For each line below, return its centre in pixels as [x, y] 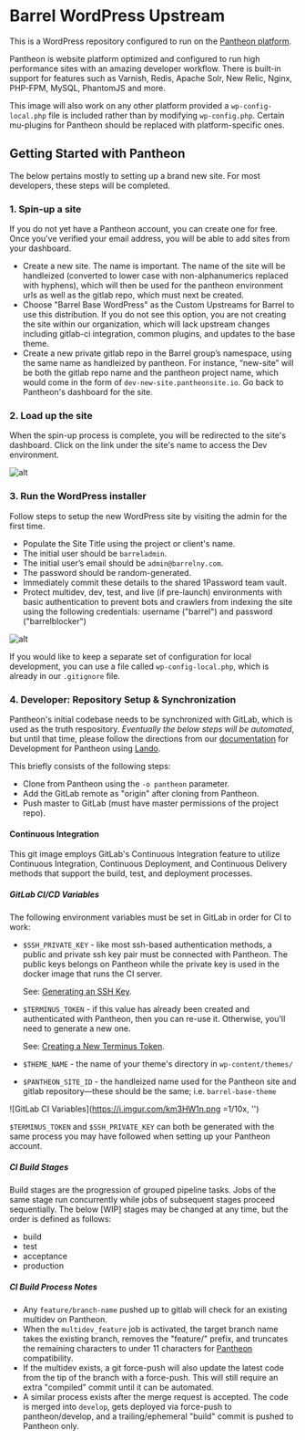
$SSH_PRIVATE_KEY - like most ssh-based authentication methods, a [147, 944]
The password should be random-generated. [107, 572]
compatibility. [48, 1358]
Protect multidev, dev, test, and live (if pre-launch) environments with [152, 592]
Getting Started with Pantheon [97, 154]
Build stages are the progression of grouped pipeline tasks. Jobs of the [142, 1190]
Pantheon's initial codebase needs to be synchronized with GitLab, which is [151, 719]
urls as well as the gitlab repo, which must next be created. [133, 295]
